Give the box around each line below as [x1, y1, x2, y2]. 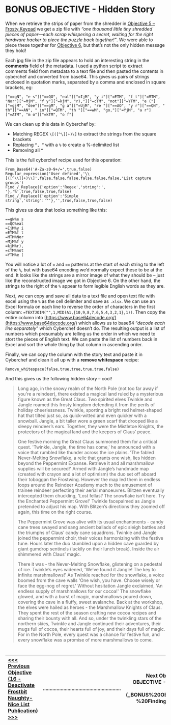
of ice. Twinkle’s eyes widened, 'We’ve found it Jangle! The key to [17, 566, 156, 572]
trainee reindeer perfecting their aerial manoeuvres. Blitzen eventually [17, 487, 164, 493]
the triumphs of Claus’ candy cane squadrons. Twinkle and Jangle [17, 529, 157, 536]
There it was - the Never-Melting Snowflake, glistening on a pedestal [17, 561, 162, 567]
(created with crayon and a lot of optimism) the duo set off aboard [17, 471, 157, 477]
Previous [8, 663, 30, 670]
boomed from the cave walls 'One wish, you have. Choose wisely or [17, 577, 160, 583]
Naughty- [8, 694, 33, 702]
